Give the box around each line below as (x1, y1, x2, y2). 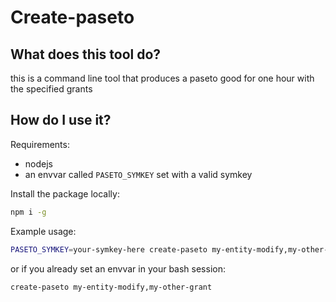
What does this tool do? (10, 46, 162, 63)
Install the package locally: (10, 187, 120, 200)
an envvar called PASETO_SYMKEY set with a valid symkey (24, 168, 253, 180)
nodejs (24, 157, 53, 170)
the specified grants (10, 83, 93, 95)
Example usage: (10, 225, 77, 237)
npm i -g (10, 207, 47, 217)
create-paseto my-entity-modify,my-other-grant (10, 282, 213, 292)
